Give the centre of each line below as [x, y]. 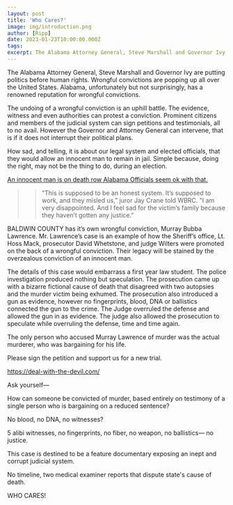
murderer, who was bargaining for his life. [67, 344]
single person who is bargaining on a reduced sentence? [88, 405]
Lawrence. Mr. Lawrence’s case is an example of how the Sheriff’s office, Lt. [116, 236]
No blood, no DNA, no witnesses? [56, 419]
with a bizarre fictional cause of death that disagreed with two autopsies [111, 286]
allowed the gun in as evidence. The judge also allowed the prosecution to [113, 316]
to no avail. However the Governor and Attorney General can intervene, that [115, 130]
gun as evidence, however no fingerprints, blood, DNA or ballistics [102, 301]
